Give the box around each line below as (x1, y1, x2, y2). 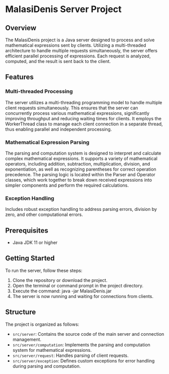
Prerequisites (5, 226, 48, 235)
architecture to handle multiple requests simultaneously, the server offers (5, 48, 158, 53)
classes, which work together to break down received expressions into (5, 177, 152, 183)
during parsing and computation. (12, 363, 81, 369)
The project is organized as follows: (5, 321, 80, 327)
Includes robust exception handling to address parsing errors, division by (5, 206, 157, 212)
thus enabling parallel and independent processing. (5, 126, 112, 132)
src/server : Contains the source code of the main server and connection (12, 331, 164, 337)
